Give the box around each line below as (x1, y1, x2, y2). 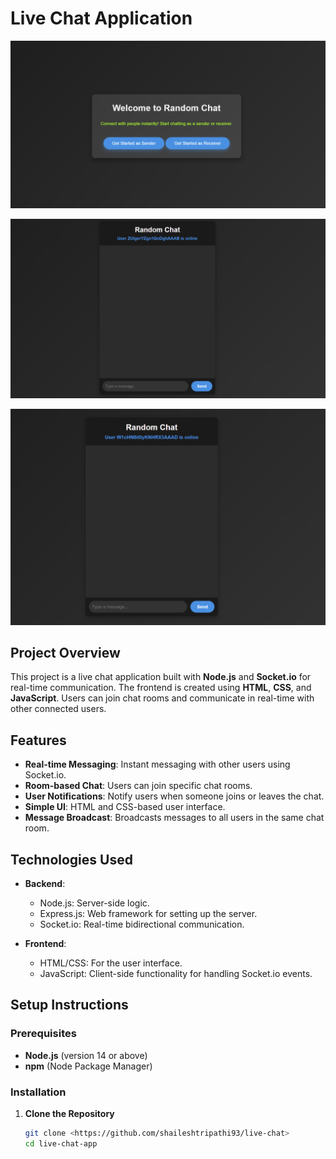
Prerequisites (10, 1027, 77, 1041)
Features (10, 732, 67, 749)
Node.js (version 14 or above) (24, 1049, 148, 1061)
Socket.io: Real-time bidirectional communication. (39, 918, 245, 931)
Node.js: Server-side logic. (39, 897, 150, 909)
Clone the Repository (24, 1108, 115, 1120)
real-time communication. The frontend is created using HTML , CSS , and (10, 682, 312, 694)
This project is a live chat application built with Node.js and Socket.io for (10, 671, 312, 683)
